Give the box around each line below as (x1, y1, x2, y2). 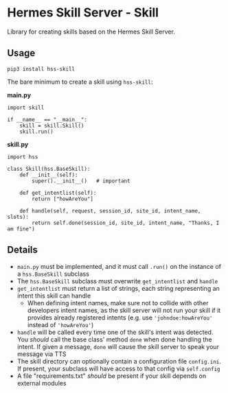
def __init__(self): (19, 171, 78, 178)
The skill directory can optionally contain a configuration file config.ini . (16, 357, 222, 365)
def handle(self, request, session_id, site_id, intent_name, (19, 207, 201, 214)
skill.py (7, 140, 29, 148)
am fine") (7, 225, 36, 233)
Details (7, 244, 38, 256)
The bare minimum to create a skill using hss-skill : (7, 78, 153, 86)
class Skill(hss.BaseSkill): (7, 165, 91, 172)
